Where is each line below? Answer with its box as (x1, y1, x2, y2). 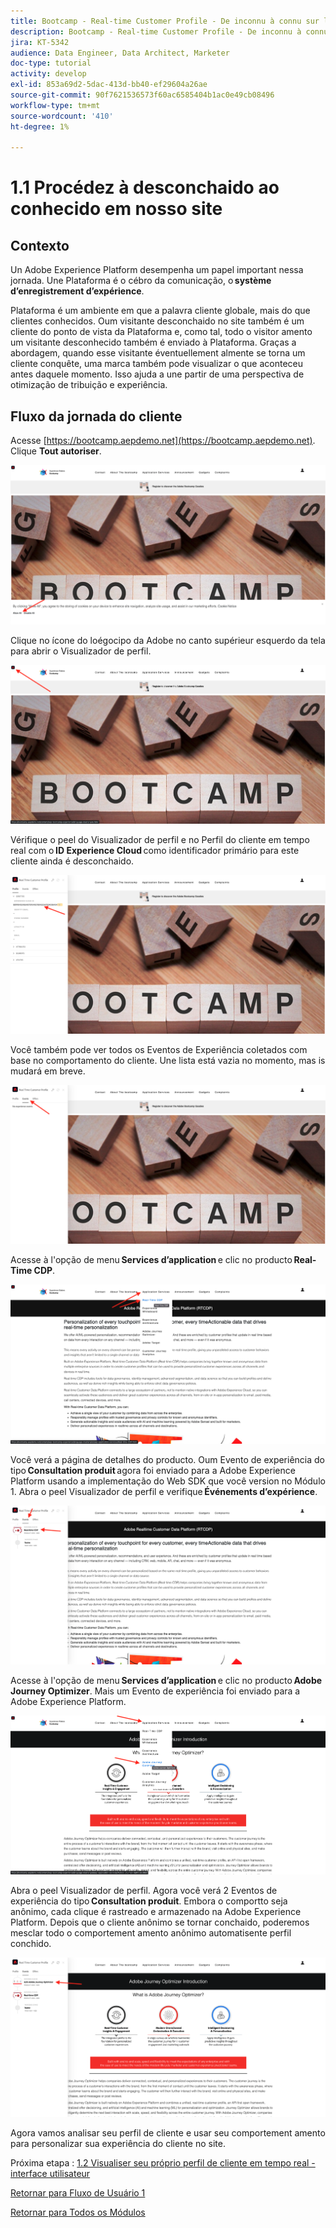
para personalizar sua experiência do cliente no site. (10, 2137, 226, 2149)
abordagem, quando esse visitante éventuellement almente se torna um (10, 347, 306, 359)
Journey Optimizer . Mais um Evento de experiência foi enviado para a (10, 1685, 301, 1697)
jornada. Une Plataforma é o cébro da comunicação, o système (10, 275, 272, 287)
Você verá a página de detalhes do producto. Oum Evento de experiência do (10, 1453, 326, 1465)
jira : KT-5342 (10, 37, 70, 47)
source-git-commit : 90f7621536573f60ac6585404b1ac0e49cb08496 (10, 90, 275, 100)
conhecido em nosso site (10, 198, 223, 220)
